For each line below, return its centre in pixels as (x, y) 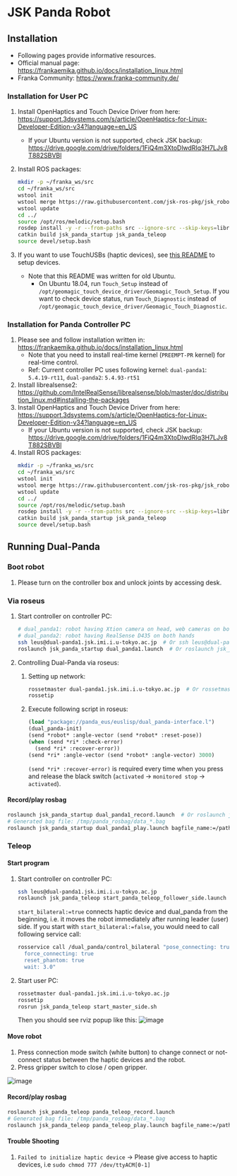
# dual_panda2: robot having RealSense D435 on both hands (106, 635)
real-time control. (53, 362)
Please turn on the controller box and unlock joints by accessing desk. (120, 582)
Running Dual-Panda (54, 547)
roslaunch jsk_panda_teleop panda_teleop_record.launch (91, 1112)
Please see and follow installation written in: (81, 340)
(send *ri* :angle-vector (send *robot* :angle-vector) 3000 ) (121, 755)
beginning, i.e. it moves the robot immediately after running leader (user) (123, 919)
